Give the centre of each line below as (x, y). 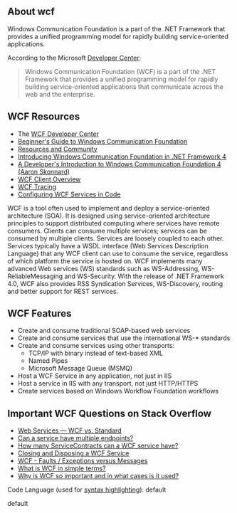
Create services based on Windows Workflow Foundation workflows (118, 391)
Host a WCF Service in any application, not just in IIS (95, 376)
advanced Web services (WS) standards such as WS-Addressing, (104, 268)
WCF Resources (44, 117)
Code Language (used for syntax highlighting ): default (87, 490)
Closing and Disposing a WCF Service (73, 453)
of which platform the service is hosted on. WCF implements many (105, 261)
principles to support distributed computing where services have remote (114, 223)
